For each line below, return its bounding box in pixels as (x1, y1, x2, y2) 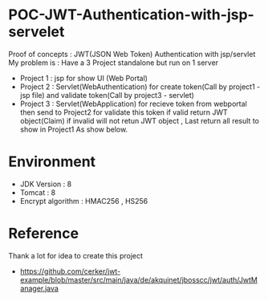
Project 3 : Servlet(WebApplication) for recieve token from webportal (19, 99, 247, 108)
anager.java (19, 283, 59, 293)
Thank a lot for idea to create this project (8, 250, 143, 260)
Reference (8, 225, 79, 242)
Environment (8, 153, 96, 171)
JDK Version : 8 (19, 179, 72, 189)
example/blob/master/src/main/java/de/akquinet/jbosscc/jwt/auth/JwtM (19, 275, 258, 284)
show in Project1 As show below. (19, 124, 128, 134)
